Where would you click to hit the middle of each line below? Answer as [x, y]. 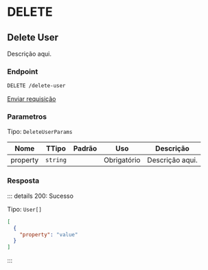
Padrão [85, 148]
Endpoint [23, 71]
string [56, 160]
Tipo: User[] [25, 209]
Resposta [23, 181]
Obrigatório [122, 160]
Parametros [27, 117]
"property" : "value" [49, 234]
